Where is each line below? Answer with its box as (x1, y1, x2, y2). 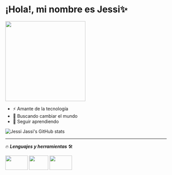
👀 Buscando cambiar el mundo (12, 113, 78, 119)
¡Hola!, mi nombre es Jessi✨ (5, 4, 128, 15)
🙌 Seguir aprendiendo (12, 118, 59, 124)
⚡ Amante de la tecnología (12, 105, 69, 112)
